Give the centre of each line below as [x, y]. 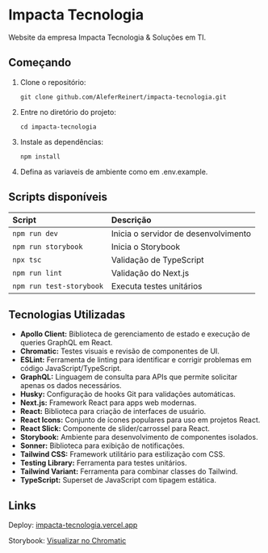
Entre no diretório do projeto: [68, 112]
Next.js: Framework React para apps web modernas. [108, 403]
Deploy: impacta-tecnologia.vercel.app [73, 525]
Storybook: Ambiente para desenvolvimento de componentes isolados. [139, 437]
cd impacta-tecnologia [58, 127]
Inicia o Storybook [146, 247]
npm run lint [38, 273]
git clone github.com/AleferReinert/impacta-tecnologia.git [123, 97]
